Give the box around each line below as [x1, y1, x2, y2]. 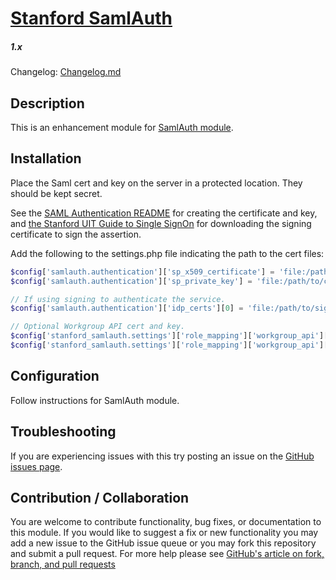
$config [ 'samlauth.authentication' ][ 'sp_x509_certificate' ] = [10, 267, 275, 277]
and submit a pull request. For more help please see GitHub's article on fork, [10, 548, 325, 560]
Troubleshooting [10, 423, 117, 441]
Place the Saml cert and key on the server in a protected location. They [10, 177, 303, 189]
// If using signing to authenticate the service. [10, 294, 226, 304]
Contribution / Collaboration [10, 489, 190, 506]
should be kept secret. [10, 187, 103, 199]
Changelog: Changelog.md [10, 66, 122, 78]
